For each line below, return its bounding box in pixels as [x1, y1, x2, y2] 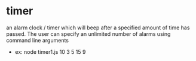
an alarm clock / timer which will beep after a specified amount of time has [6, 24, 190, 31]
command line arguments [6, 36, 69, 44]
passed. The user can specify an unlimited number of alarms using [6, 30, 171, 37]
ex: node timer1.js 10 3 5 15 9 [14, 48, 86, 55]
